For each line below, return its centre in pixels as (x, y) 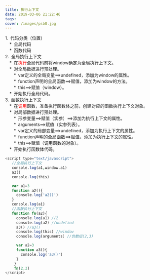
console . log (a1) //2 (37, 218)
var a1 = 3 (20, 186)
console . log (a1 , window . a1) (39, 168)
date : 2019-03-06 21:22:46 (33, 14)
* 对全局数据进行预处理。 (36, 69)
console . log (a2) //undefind (45, 223)
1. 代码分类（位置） (25, 38)
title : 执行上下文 (22, 10)
